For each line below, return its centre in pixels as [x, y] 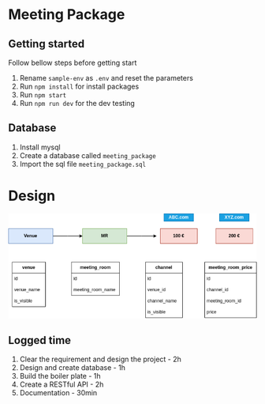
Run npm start [43, 95]
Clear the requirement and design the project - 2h [100, 359]
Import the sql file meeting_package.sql [83, 164]
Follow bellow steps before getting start [73, 62]
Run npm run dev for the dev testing [77, 103]
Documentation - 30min [58, 393]
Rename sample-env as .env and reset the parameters [106, 78]
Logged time [40, 340]
